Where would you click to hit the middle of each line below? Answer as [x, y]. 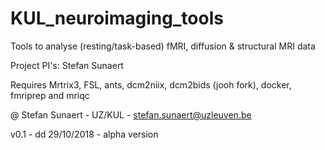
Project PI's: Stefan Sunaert [67, 65]
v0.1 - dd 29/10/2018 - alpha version [84, 134]
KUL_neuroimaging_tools [117, 18]
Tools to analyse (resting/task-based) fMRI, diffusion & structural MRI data [163, 46]
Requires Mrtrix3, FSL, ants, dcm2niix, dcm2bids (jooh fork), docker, [151, 84]
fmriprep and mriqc [50, 95]
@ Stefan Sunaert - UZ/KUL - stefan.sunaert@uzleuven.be [131, 114]
